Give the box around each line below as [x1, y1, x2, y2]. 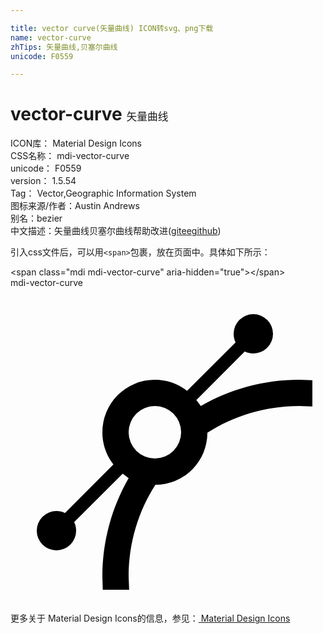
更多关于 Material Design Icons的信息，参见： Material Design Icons [10, 612, 291, 625]
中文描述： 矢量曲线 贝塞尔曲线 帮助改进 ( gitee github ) [10, 225, 222, 237]
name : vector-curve [10, 32, 92, 43]
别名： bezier [10, 212, 63, 225]
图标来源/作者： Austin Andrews [10, 200, 140, 212]
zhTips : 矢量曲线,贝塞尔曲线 [10, 42, 118, 52]
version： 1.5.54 [10, 175, 77, 187]
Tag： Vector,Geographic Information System [10, 187, 197, 200]
